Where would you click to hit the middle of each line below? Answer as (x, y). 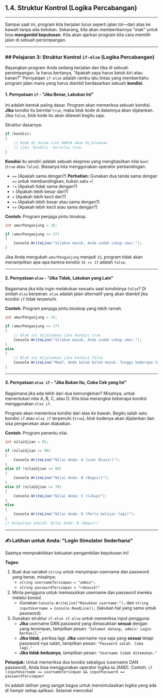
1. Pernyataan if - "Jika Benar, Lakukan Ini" (49, 94)
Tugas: (12, 563)
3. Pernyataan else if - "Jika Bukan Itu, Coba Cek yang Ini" (66, 382)
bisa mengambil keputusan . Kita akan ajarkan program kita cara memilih (78, 35)
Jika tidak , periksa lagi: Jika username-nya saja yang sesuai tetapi (86, 638)
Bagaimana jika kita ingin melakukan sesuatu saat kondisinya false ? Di (76, 289)
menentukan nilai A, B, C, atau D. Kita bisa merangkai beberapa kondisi (76, 398)
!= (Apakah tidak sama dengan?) (45, 186)
